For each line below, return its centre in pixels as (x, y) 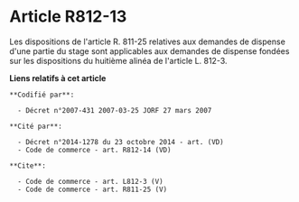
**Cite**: (28, 165)
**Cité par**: (36, 126)
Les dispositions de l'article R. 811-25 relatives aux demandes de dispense (148, 41)
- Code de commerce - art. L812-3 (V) (91, 181)
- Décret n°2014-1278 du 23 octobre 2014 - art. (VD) (121, 142)
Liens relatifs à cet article (58, 78)
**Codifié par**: (42, 95)
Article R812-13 (68, 17)
